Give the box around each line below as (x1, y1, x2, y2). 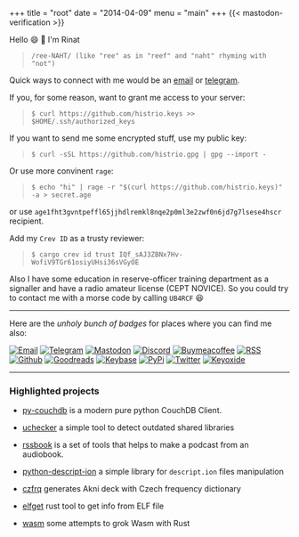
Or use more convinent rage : (9, 166, 114, 176)
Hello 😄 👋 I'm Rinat (9, 35, 80, 45)
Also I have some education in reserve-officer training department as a (9, 273, 270, 284)
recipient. (9, 216, 44, 226)
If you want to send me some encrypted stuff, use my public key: (9, 133, 247, 143)
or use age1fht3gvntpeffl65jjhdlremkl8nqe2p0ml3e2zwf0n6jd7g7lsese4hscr (9, 207, 282, 216)
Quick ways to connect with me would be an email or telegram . (9, 75, 240, 85)
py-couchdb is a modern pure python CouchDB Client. (21, 405, 222, 416)
